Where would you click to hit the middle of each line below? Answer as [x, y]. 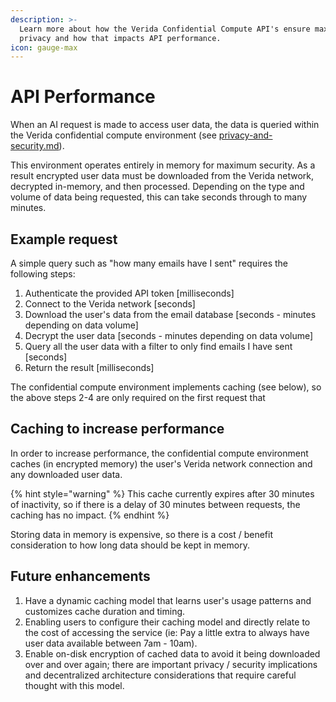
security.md [35, 146]
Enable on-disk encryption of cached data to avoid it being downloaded [172, 653]
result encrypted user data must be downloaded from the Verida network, [162, 176]
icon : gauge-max [44, 47]
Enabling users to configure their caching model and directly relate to [167, 622]
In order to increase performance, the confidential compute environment [159, 453]
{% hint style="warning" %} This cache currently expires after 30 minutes [162, 493]
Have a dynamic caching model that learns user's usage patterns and [168, 600]
